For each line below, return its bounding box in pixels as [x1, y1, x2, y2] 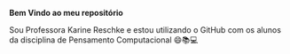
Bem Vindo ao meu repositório [9, 8, 124, 18]
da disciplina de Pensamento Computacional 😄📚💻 [9, 35, 199, 45]
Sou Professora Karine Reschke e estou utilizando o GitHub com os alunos [9, 25, 282, 35]
